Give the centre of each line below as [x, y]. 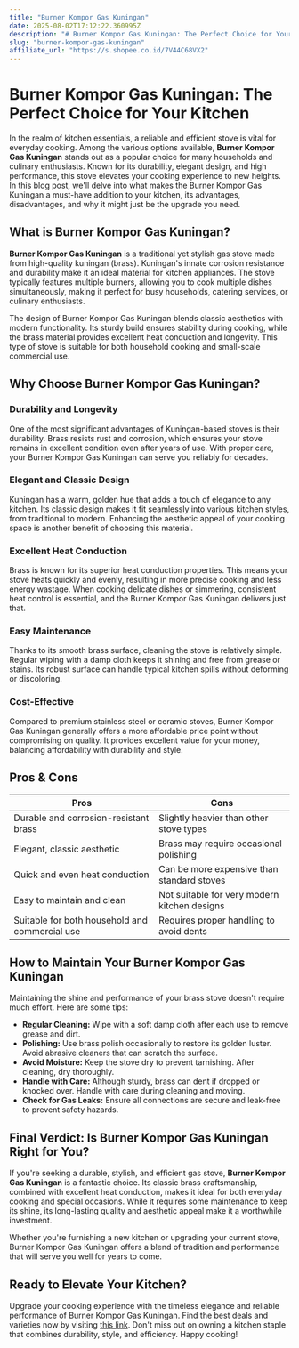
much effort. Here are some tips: [69, 1007]
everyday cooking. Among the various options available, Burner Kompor [142, 148]
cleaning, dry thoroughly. [68, 1072]
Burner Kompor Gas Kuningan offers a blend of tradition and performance [144, 1247]
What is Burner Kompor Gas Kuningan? [120, 232]
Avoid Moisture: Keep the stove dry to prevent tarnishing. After [138, 1062]
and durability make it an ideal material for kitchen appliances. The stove [142, 272]
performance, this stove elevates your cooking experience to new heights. [145, 176]
